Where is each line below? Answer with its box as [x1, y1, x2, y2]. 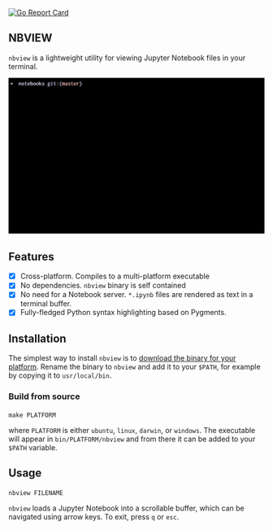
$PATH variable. [8, 442, 58, 452]
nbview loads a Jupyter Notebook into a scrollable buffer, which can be [8, 503, 245, 513]
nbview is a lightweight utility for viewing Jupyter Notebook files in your [8, 53, 246, 63]
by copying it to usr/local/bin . [8, 370, 112, 380]
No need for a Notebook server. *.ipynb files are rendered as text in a [19, 290, 253, 300]
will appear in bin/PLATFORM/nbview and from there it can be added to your [8, 434, 256, 444]
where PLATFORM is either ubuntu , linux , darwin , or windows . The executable [8, 425, 256, 435]
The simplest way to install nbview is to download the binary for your [8, 353, 236, 363]
